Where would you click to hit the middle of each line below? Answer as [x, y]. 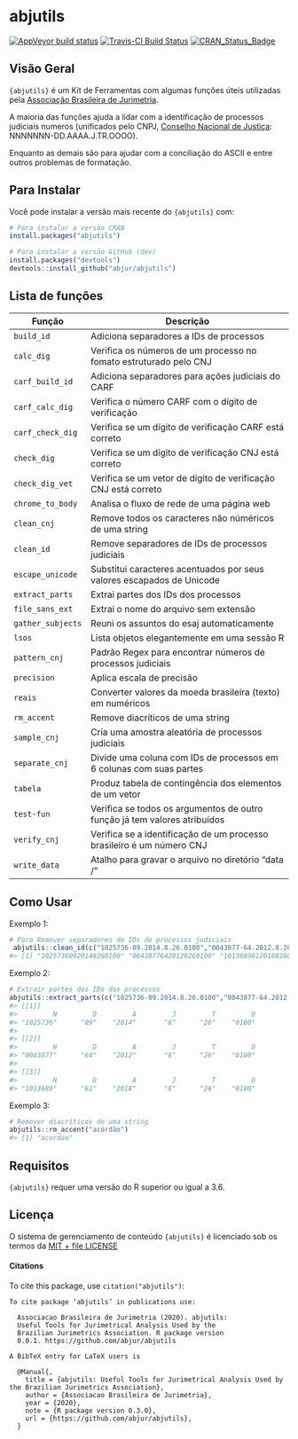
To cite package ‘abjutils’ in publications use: [103, 1302]
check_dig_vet [43, 484]
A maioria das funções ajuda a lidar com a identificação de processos [137, 116]
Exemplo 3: [30, 1105]
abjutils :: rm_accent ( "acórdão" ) [69, 1130]
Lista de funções [56, 296]
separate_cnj [41, 763]
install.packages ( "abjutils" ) [65, 236]
